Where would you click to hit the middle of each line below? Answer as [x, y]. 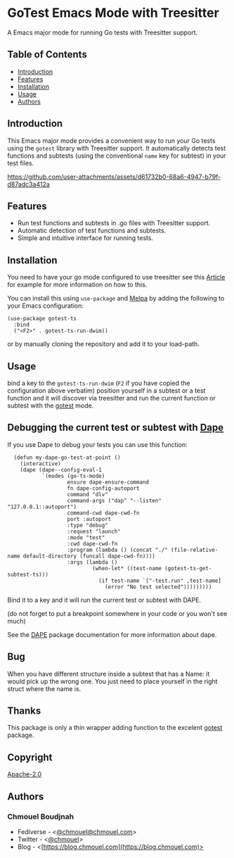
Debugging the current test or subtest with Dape [116, 428]
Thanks [24, 711]
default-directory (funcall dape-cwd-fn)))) [89, 556]
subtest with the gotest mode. [51, 405]
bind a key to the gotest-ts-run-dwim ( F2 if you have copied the [99, 383]
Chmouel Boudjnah [41, 816]
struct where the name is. [44, 688]
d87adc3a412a [29, 184]
